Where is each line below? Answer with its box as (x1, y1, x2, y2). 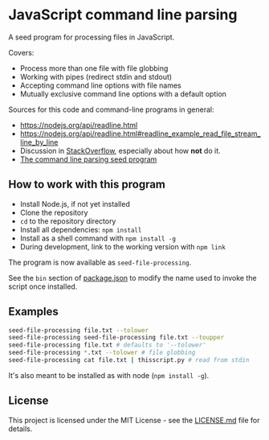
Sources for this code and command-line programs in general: (8, 105, 214, 114)
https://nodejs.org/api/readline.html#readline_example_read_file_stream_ (19, 129, 261, 138)
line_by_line (19, 137, 59, 146)
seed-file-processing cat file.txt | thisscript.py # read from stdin (8, 356, 250, 364)
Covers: (8, 47, 35, 57)
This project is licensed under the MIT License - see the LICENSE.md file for (8, 415, 260, 425)
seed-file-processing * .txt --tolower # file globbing (8, 348, 196, 357)
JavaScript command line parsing (8, 6, 238, 24)
